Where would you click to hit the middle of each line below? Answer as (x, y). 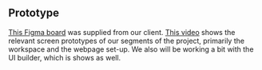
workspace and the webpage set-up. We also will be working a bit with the (131, 49)
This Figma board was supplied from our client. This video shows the (122, 32)
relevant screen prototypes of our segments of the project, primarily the (127, 41)
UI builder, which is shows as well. (65, 57)
